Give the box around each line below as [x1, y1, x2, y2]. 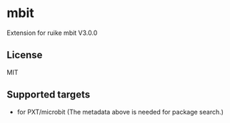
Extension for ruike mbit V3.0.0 [6, 28, 98, 37]
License [6, 49, 43, 61]
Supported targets [6, 89, 91, 101]
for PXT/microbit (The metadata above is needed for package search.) [16, 107, 224, 116]
